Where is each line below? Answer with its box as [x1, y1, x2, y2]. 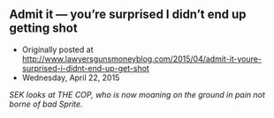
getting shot [9, 21, 78, 36]
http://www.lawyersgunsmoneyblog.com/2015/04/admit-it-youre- [21, 53, 263, 64]
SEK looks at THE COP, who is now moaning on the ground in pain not [9, 89, 265, 100]
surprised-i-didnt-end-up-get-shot [21, 63, 150, 73]
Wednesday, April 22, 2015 [21, 72, 120, 83]
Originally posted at [21, 44, 94, 55]
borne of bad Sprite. [9, 99, 83, 109]
